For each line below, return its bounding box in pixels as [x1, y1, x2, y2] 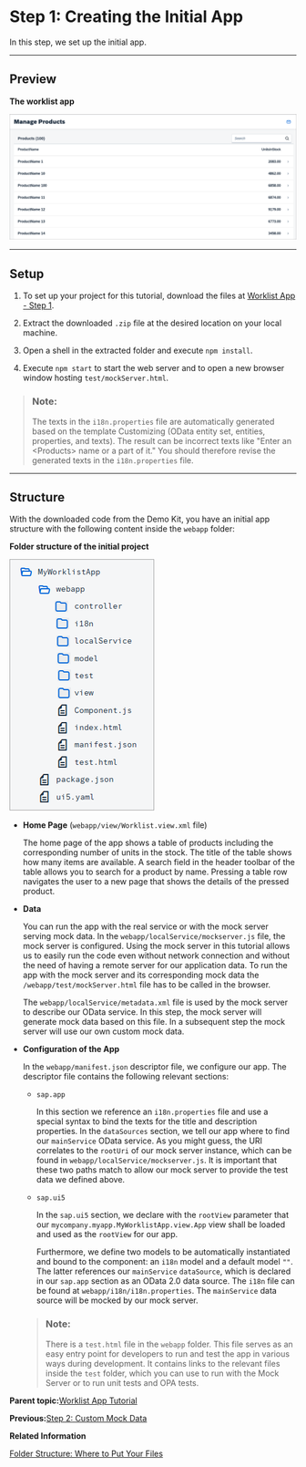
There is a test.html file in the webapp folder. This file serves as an [45, 1338, 293, 1349]
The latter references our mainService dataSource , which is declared [36, 1266, 291, 1277]
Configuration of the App [22, 1044, 120, 1055]
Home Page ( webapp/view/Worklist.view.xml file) [22, 820, 208, 831]
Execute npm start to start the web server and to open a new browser [22, 363, 285, 374]
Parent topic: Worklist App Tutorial [9, 1395, 138, 1406]
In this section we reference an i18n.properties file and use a [36, 1106, 269, 1118]
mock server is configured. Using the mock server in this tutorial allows [22, 941, 291, 952]
